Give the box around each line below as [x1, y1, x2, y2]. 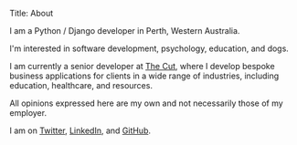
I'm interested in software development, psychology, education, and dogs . [9, 43, 290, 54]
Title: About [9, 8, 54, 18]
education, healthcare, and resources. [9, 80, 154, 90]
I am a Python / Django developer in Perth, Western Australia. [9, 26, 240, 36]
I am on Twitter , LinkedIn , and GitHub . [9, 125, 152, 136]
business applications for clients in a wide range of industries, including [9, 70, 280, 81]
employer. [9, 108, 48, 118]
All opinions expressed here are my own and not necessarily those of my [9, 98, 283, 109]
